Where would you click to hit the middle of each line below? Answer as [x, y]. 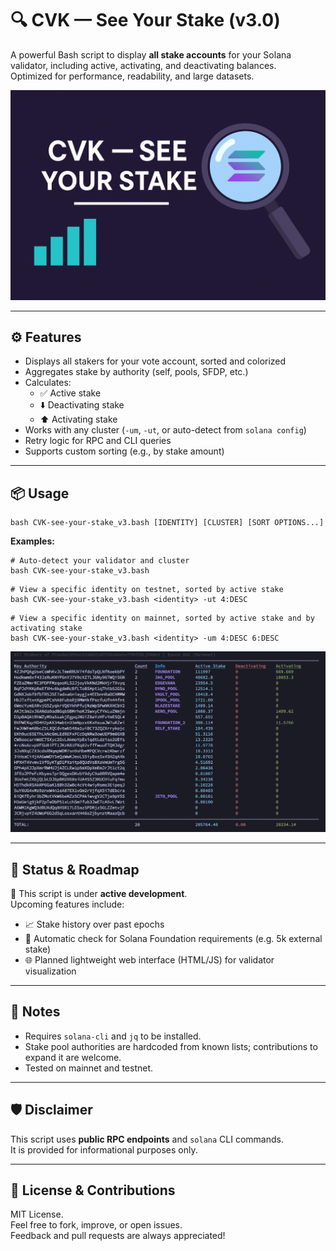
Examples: [32, 541]
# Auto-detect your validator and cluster [100, 561]
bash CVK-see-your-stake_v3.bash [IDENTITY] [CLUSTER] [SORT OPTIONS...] [167, 523]
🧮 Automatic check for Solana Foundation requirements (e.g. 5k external [173, 938]
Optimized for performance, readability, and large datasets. [132, 76]
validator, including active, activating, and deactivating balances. [143, 65]
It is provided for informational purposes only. [104, 1149]
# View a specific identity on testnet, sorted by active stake [147, 590]
